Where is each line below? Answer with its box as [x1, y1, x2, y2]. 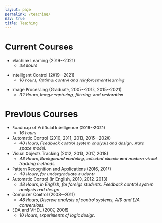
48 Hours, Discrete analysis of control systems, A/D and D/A [19, 197, 140, 203]
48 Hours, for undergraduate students [19, 171, 95, 177]
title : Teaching [5, 20, 38, 26]
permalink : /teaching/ [5, 12, 51, 16]
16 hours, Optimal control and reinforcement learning [19, 77, 125, 83]
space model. [19, 145, 47, 151]
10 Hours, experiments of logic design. [19, 212, 96, 218]
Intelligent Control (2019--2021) [12, 72, 75, 78]
